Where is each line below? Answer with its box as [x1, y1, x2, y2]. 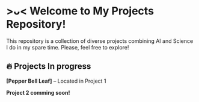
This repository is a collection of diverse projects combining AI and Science [6, 37, 194, 45]
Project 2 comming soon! [6, 89, 70, 96]
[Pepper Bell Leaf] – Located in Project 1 [6, 77, 106, 84]
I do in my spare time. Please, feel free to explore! [6, 43, 129, 51]
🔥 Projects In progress [6, 61, 91, 72]
